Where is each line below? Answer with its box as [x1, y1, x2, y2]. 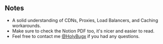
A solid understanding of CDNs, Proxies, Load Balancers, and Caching [12, 17, 158, 23]
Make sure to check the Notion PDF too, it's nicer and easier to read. [12, 27, 155, 34]
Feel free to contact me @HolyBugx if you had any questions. [12, 33, 140, 39]
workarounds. [12, 22, 41, 28]
